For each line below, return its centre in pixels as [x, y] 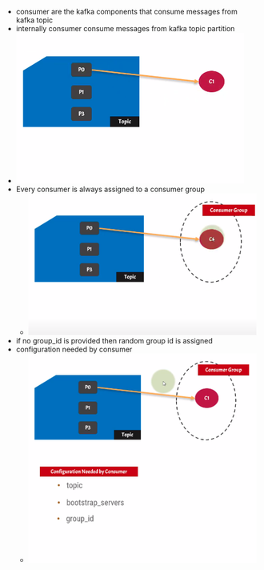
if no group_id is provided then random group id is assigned [114, 340]
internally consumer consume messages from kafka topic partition [125, 28]
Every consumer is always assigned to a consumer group [110, 189]
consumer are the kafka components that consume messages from [126, 12]
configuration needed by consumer [74, 349]
